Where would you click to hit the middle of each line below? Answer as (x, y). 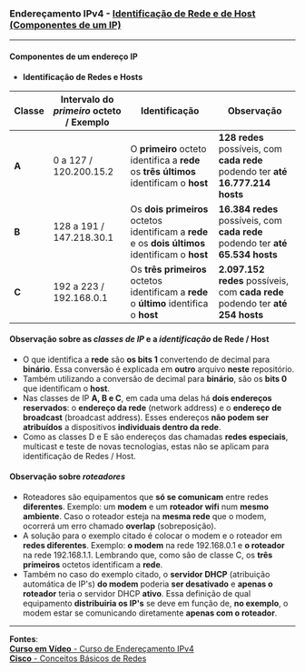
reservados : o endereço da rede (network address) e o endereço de (152, 407)
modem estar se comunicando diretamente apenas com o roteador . (150, 613)
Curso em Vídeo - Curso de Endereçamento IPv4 (102, 648)
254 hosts (241, 315)
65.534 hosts (248, 255)
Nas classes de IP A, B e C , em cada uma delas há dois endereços (147, 397)
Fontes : (24, 638)
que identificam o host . (66, 388)
